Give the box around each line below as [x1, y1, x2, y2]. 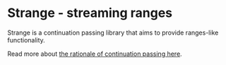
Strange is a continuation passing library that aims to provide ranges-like [7, 28, 219, 37]
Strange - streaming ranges [7, 5, 173, 21]
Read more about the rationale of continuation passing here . [7, 49, 182, 58]
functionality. [7, 35, 46, 44]
